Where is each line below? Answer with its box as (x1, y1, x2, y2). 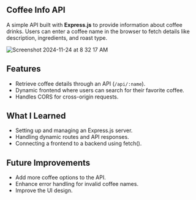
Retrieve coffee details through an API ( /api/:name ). (15, 80, 146, 87)
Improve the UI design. (15, 187, 73, 194)
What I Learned (6, 111, 66, 121)
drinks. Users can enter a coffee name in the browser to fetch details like (6, 28, 190, 35)
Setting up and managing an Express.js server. (15, 127, 133, 134)
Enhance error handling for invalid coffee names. (15, 180, 139, 188)
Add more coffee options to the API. (15, 174, 106, 181)
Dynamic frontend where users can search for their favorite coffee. (15, 86, 185, 94)
